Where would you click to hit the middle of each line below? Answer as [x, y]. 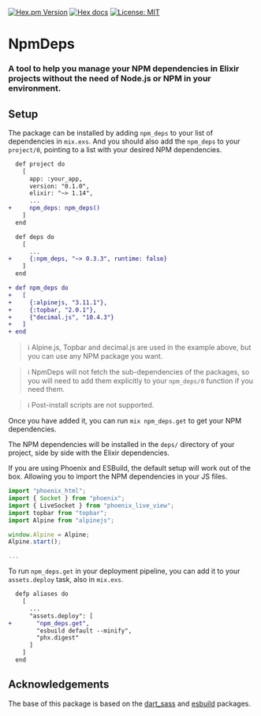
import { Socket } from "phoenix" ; [67, 498]
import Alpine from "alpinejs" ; [61, 520]
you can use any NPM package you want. [95, 356]
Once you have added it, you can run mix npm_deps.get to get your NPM [125, 421]
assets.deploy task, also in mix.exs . [66, 580]
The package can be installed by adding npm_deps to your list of [111, 132]
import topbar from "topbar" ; [58, 513]
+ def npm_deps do [38, 288]
